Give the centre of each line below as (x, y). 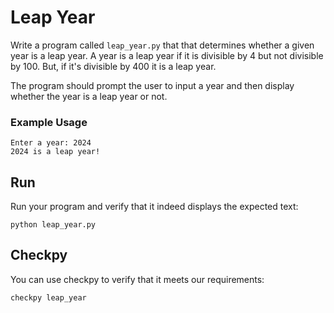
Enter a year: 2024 (51, 143)
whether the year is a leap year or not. (89, 96)
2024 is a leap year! (55, 152)
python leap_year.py (53, 225)
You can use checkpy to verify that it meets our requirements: (137, 279)
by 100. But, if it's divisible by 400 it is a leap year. (113, 66)
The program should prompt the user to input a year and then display (152, 85)
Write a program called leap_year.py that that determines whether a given (162, 45)
